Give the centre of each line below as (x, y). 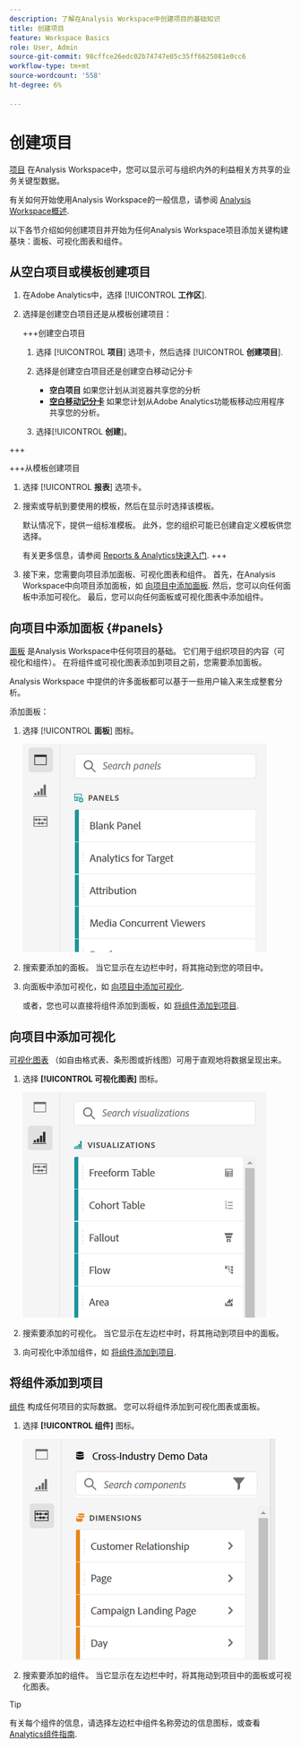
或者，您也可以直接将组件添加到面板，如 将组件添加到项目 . (130, 1006)
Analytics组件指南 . (43, 1734)
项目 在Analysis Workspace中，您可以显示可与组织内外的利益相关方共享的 (146, 169)
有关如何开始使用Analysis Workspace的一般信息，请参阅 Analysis (130, 199)
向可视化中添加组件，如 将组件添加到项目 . (99, 1352)
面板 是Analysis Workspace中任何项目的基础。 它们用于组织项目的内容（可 (147, 651)
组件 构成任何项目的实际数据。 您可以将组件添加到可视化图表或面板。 (137, 1406)
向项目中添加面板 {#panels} (86, 628)
